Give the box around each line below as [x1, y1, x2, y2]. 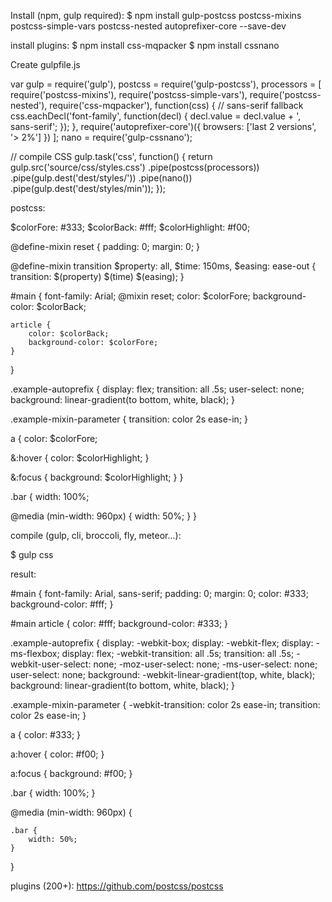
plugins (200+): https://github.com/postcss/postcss [10, 880, 224, 892]
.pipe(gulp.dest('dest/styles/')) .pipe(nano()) [10, 172, 193, 184]
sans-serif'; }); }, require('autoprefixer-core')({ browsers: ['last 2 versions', [10, 121, 317, 132]
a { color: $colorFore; [10, 433, 98, 444]
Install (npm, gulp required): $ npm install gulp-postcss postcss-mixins [10, 10, 302, 21]
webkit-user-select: [10, 658, 92, 670]
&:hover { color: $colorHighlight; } [10, 452, 150, 464]
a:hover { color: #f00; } [10, 748, 105, 760]
